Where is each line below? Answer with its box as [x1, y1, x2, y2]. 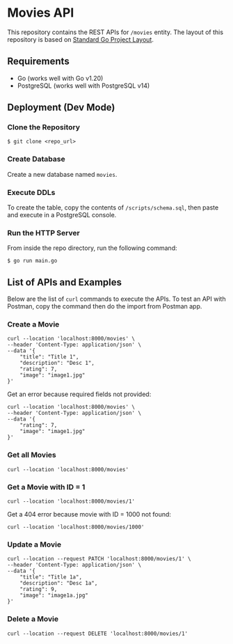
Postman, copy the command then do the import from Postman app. [7, 302, 202, 311]
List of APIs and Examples [7, 276, 122, 288]
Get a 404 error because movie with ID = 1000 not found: [7, 510, 172, 519]
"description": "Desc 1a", [19, 580, 98, 587]
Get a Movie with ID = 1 [7, 482, 86, 492]
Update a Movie [7, 540, 61, 549]
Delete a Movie [7, 614, 59, 624]
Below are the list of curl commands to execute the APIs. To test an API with [7, 294, 226, 304]
